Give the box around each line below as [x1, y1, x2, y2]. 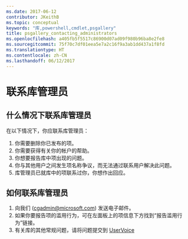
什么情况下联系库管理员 [6, 110, 91, 121]
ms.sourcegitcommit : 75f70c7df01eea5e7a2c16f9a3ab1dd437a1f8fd [6, 42, 165, 48]
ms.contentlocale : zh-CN [6, 52, 67, 58]
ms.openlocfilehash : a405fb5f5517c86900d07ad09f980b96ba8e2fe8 [6, 36, 165, 42]
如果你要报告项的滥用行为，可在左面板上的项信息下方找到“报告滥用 [14, 212, 177, 219]
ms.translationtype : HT [6, 47, 65, 53]
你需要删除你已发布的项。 [14, 140, 77, 147]
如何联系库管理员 [6, 188, 68, 198]
